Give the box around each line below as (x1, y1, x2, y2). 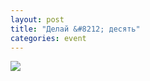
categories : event (10, 33, 87, 43)
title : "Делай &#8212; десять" (10, 24, 141, 34)
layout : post (10, 14, 65, 25)
